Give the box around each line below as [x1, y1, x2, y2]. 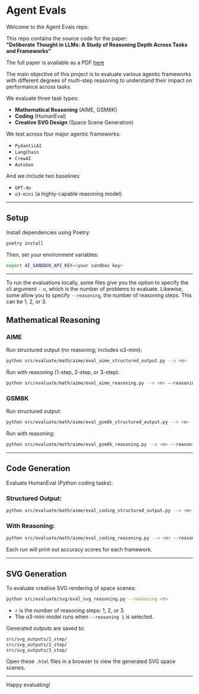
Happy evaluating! [6, 682, 50, 689]
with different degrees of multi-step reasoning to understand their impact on [6, 77, 192, 84]
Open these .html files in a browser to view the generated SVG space [6, 658, 176, 665]
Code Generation [6, 463, 70, 473]
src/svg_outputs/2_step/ [6, 642, 68, 648]
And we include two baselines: [6, 172, 81, 179]
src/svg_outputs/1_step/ [6, 636, 68, 642]
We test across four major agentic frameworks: [6, 130, 121, 137]
